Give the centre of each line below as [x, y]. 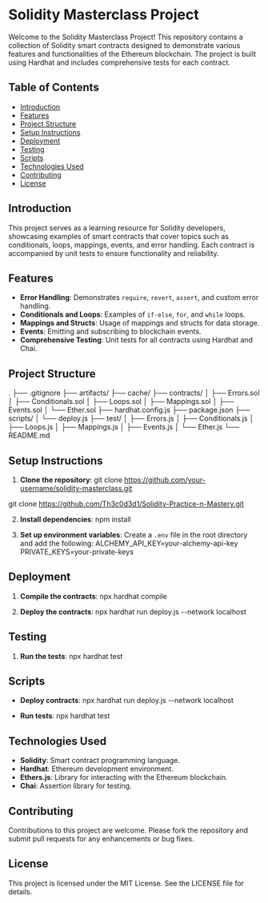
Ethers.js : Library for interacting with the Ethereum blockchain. [124, 777]
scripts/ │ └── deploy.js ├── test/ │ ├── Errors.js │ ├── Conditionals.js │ [131, 418]
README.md [29, 436]
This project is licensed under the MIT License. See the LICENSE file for [126, 883]
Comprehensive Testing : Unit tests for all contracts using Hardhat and [136, 340]
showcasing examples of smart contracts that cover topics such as [119, 236]
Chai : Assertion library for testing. [76, 786]
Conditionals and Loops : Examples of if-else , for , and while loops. [132, 314]
